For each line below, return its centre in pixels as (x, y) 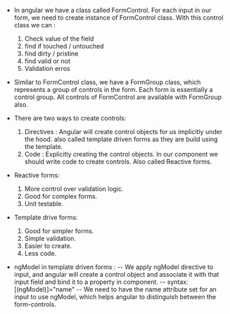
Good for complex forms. (61, 196)
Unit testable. (44, 204)
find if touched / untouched (64, 46)
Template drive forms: (46, 217)
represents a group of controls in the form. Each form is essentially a (113, 90)
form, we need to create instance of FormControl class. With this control (119, 18)
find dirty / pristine (51, 53)
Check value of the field (59, 39)
